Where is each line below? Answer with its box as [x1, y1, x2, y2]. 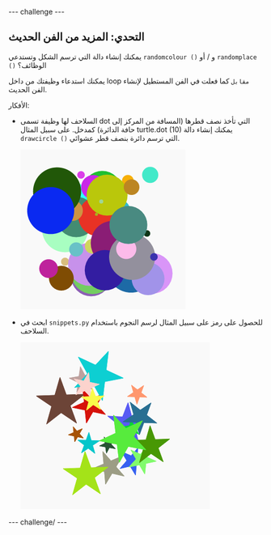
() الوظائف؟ [8, 60, 47, 70]
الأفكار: [8, 100, 30, 110]
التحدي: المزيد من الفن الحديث [8, 30, 145, 44]
